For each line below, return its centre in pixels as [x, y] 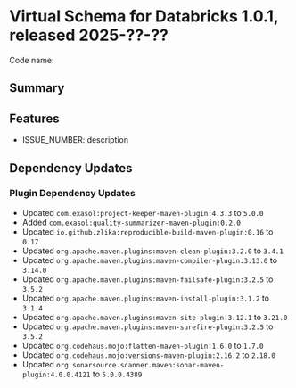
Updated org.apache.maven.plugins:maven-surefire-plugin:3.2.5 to [148, 326]
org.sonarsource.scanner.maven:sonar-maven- [140, 365]
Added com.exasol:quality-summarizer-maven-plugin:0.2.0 [131, 222]
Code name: [32, 60]
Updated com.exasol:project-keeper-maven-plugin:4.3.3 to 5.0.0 [143, 212]
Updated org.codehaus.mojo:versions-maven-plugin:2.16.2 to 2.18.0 [149, 355]
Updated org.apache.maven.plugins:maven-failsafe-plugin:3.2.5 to [148, 279]
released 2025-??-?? [89, 35]
